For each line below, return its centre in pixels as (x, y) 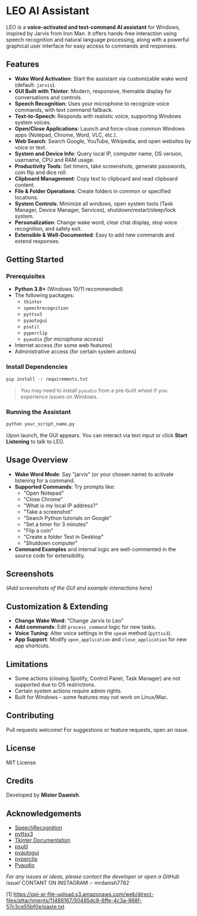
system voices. (33, 122)
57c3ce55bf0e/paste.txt (35, 907)
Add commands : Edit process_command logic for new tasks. (85, 627)
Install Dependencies (37, 367)
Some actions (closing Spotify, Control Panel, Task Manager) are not (97, 678)
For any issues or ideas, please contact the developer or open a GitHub (93, 877)
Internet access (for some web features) (64, 345)
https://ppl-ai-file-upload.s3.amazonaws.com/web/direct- (84, 894)
